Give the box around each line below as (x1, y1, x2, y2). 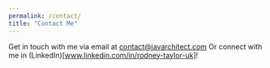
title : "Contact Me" (8, 19, 79, 28)
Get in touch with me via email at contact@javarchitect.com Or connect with (8, 41, 263, 51)
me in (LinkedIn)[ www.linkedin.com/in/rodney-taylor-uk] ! (8, 50, 199, 60)
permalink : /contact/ (8, 11, 82, 20)
